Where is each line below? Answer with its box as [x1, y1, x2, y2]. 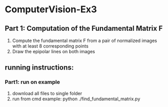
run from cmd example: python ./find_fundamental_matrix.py [12, 96, 140, 102]
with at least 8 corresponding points [12, 43, 89, 49]
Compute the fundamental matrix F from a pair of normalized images [12, 37, 157, 44]
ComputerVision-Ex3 [5, 4, 97, 15]
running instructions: [5, 63, 74, 72]
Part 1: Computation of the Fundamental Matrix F [5, 24, 163, 33]
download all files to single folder [12, 90, 82, 96]
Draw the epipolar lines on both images [12, 49, 95, 54]
